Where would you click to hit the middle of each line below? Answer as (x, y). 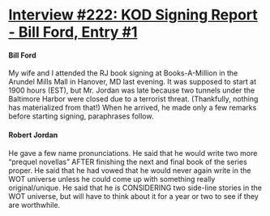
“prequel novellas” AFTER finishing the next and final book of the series (128, 162)
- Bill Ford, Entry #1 (73, 32)
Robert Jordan (33, 135)
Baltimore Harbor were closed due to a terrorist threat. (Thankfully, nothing (133, 99)
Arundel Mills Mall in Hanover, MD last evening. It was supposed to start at (133, 82)
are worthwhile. (34, 205)
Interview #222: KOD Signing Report (133, 15)
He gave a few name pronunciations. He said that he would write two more (133, 153)
